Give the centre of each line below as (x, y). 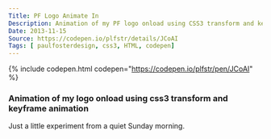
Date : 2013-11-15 (38, 31)
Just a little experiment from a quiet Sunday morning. (97, 126)
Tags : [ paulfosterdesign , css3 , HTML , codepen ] (92, 46)
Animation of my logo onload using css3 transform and (118, 99)
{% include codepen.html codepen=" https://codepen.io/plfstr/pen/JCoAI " (131, 69)
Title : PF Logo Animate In (54, 16)
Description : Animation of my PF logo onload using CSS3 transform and (131, 23)
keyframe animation (48, 108)
